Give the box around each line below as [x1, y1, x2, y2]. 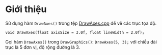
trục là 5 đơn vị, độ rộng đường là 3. [5, 44, 80, 50]
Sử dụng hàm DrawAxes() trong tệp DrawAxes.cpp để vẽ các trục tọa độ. [5, 20, 157, 26]
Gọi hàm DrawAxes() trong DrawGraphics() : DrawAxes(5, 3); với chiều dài [5, 39, 157, 45]
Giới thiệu [5, 4, 47, 15]
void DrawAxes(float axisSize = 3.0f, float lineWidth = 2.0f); [5, 30, 145, 35]
